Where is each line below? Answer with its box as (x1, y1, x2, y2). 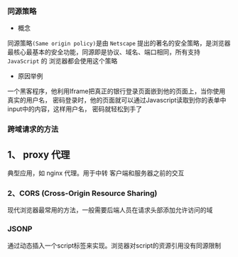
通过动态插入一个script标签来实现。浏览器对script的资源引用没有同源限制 (7, 241, 222, 250)
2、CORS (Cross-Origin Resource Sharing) (7, 188, 158, 198)
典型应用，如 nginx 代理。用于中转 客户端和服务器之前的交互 (7, 169, 185, 177)
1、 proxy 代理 (7, 148, 70, 161)
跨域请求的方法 (7, 125, 59, 135)
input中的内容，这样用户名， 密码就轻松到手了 (7, 105, 143, 113)
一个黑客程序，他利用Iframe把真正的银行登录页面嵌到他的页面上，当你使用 (7, 87, 226, 95)
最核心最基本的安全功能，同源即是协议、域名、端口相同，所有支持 (7, 48, 200, 56)
